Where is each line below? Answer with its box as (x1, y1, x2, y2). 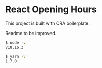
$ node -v (5, 40, 26, 45)
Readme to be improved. (5, 30, 57, 36)
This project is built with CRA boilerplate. (5, 20, 90, 26)
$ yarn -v (5, 54, 26, 59)
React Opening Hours (5, 4, 97, 15)
